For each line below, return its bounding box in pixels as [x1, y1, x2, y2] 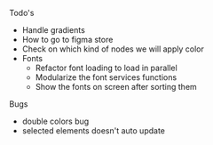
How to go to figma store [21, 35, 114, 44]
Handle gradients [21, 25, 86, 35]
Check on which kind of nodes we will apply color [21, 44, 204, 54]
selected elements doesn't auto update [21, 125, 166, 136]
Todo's [9, 8, 35, 18]
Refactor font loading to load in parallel [35, 62, 177, 73]
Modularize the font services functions [35, 72, 177, 83]
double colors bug [21, 116, 90, 126]
